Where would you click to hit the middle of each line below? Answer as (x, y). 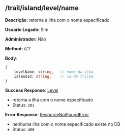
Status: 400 (23, 130)
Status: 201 (23, 105)
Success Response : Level (32, 90)
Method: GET (18, 48)
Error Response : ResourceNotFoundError (47, 115)
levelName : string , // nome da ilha (54, 72)
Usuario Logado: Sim (27, 30)
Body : (11, 58)
